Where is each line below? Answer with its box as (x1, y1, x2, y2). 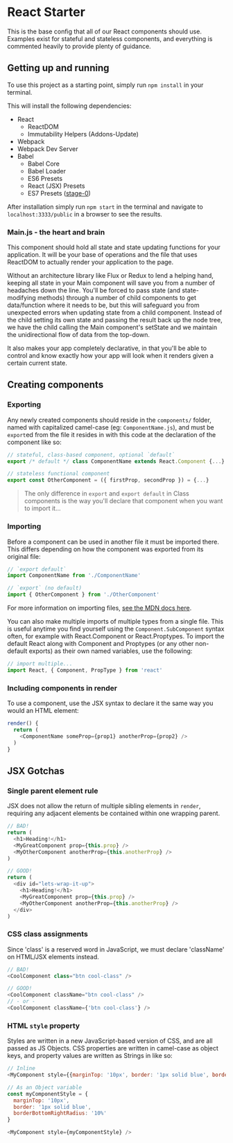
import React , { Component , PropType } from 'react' (7, 666, 163, 674)
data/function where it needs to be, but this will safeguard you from (7, 301, 200, 310)
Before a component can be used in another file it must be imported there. (7, 537, 220, 546)
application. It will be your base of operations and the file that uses (7, 251, 198, 259)
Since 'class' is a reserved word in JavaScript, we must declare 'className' (7, 945, 225, 954)
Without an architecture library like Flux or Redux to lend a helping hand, (7, 271, 214, 280)
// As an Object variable (7, 1084, 82, 1091)
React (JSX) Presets (27, 182, 85, 190)
